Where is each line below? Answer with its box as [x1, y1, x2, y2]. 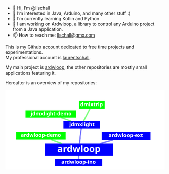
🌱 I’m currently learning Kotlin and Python [12, 16, 100, 21]
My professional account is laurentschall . [5, 55, 91, 60]
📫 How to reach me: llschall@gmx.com [12, 32, 95, 38]
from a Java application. [12, 26, 63, 32]
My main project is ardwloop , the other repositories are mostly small [5, 64, 147, 71]
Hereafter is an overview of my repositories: [5, 80, 97, 86]
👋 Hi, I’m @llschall [12, 5, 50, 11]
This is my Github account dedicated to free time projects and [5, 44, 134, 50]
